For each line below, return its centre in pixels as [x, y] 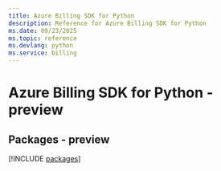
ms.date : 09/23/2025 [43, 31]
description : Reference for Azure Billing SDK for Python [107, 23]
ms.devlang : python [41, 46]
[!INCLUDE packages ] [45, 159]
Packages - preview [59, 139]
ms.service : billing [43, 53]
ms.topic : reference [43, 38]
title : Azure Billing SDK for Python [72, 16]
